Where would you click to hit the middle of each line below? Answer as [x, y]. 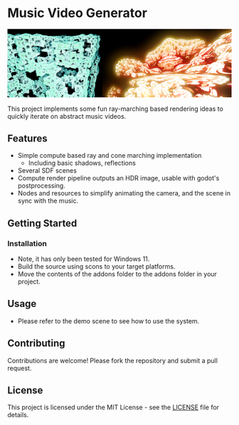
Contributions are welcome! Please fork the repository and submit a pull [113, 360]
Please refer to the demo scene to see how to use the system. [108, 321]
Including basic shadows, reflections [82, 163]
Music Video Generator [78, 13]
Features [27, 138]
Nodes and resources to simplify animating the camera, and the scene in [124, 193]
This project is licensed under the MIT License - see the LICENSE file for [113, 407]
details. [18, 415]
